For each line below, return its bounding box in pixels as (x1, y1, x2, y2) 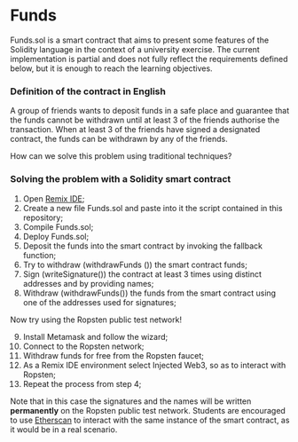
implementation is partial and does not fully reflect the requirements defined (10, 53, 288, 64)
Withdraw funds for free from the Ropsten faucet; (22, 350, 205, 360)
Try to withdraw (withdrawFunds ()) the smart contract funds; (22, 259, 247, 270)
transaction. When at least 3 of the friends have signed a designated (10, 124, 261, 135)
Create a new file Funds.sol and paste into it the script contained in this (22, 202, 283, 213)
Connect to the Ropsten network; (22, 341, 145, 351)
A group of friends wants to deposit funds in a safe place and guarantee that (10, 106, 290, 116)
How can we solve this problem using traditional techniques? (10, 151, 232, 162)
